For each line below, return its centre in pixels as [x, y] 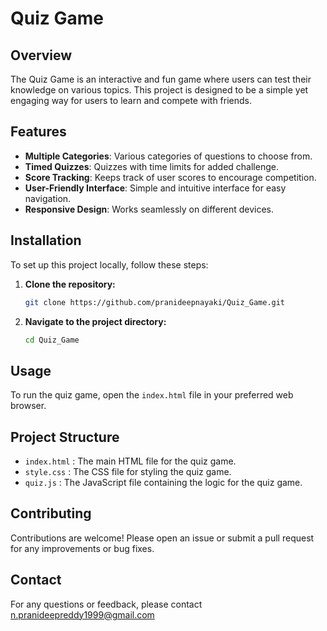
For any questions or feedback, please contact [106, 604]
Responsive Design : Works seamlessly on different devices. [149, 209]
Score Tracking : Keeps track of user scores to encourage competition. [170, 177]
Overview [41, 55]
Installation [46, 240]
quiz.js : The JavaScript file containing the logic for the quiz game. [163, 482]
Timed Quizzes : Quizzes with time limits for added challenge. [151, 166]
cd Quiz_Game [52, 340]
